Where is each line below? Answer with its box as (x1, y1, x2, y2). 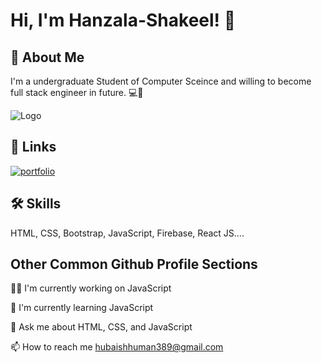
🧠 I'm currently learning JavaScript (10, 302, 154, 314)
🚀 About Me (10, 49, 85, 66)
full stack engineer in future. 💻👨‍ (10, 87, 144, 98)
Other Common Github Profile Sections (10, 256, 258, 273)
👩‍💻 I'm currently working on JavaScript (10, 282, 172, 294)
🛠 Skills (10, 195, 62, 213)
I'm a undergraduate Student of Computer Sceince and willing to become (10, 75, 312, 87)
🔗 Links (10, 139, 57, 156)
